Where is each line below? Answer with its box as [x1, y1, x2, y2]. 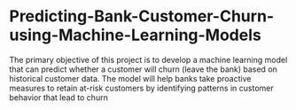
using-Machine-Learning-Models [9, 25, 261, 45]
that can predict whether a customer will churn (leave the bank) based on [9, 64, 277, 75]
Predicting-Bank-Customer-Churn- [9, 6, 275, 27]
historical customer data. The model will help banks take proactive [9, 73, 252, 83]
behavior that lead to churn [9, 91, 108, 103]
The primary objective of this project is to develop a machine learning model [9, 54, 288, 65]
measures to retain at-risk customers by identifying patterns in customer [9, 82, 274, 93]
